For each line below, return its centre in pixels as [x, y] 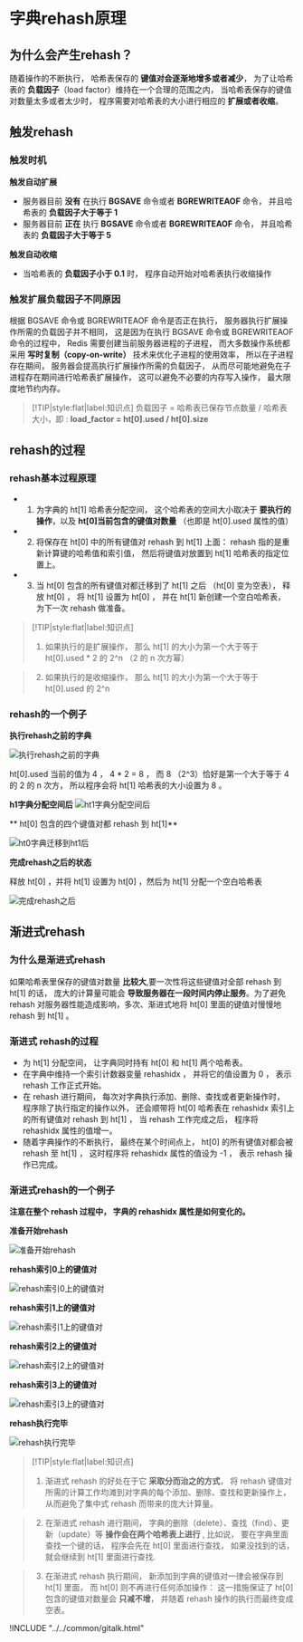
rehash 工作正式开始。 [64, 1085]
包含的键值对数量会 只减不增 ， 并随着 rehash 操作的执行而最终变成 [169, 1599]
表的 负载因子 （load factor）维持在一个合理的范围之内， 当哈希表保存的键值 [151, 90]
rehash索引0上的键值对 [53, 1270]
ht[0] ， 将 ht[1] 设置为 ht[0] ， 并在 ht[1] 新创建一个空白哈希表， [166, 596]
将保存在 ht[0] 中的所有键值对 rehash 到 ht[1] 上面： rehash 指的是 [159, 542]
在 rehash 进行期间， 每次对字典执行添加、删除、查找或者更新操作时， [153, 1096]
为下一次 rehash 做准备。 [83, 608]
